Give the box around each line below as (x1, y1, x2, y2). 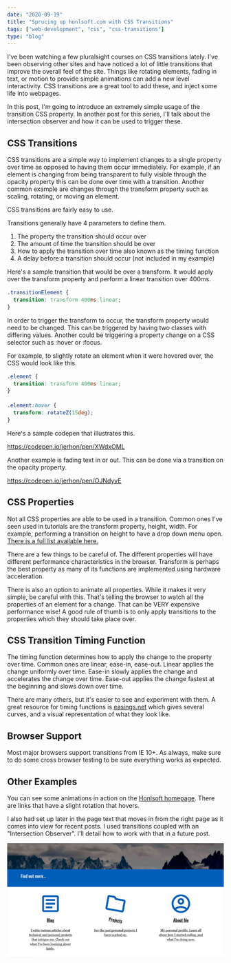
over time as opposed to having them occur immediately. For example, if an (7, 163, 221, 172)
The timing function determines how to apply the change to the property (7, 653, 212, 661)
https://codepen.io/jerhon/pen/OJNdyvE (7, 476, 122, 485)
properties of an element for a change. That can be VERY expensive (7, 600, 200, 608)
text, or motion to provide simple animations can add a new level (7, 74, 190, 83)
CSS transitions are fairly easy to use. (7, 205, 113, 214)
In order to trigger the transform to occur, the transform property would (7, 316, 209, 324)
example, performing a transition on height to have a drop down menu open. (7, 529, 223, 538)
